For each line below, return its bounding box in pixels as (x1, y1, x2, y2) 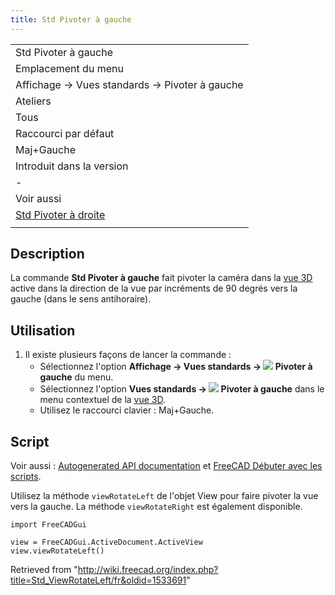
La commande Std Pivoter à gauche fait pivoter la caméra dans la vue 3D (10, 272, 313, 284)
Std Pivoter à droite (15, 207, 106, 221)
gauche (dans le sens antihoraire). (10, 293, 152, 305)
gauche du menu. (39, 371, 114, 383)
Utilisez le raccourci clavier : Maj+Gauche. (39, 404, 215, 416)
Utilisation (10, 322, 76, 339)
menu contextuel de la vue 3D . (39, 394, 167, 406)
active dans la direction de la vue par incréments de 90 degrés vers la (10, 282, 298, 295)
